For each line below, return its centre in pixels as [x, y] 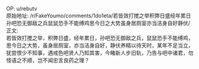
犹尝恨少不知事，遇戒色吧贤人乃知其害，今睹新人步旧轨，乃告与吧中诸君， [97, 53]
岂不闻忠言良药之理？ [63, 60]
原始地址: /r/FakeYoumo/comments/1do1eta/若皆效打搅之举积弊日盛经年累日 [99, 15]
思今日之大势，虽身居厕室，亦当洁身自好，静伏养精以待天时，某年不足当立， [100, 45]
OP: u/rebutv [22, 9]
